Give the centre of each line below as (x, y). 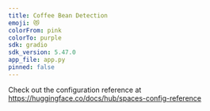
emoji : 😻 (24, 23)
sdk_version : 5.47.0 (42, 52)
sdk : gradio (28, 45)
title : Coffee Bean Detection (58, 15)
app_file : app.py (37, 60)
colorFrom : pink (35, 30)
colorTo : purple (35, 38)
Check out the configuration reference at (75, 90)
